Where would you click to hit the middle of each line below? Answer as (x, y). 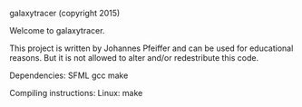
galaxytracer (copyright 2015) (65, 13)
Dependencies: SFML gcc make (69, 75)
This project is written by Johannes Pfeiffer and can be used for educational (151, 48)
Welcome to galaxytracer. (57, 30)
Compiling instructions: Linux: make (76, 93)
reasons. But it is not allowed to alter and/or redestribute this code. (134, 58)
